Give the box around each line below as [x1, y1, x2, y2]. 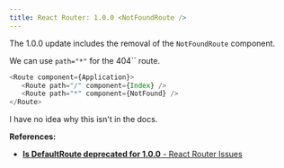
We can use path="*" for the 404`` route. [9, 55, 160, 66]
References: [9, 131, 57, 142]
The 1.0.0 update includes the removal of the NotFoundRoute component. [9, 38, 276, 49]
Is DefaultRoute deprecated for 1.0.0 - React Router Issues [22, 149, 243, 160]
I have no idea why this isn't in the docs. [9, 114, 158, 125]
